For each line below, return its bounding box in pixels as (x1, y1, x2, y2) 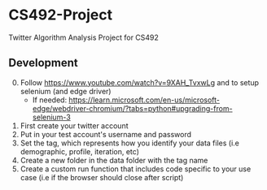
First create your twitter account (20, 120, 129, 131)
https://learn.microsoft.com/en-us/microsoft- (68, 95, 221, 105)
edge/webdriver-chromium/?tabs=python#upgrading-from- (32, 103, 234, 113)
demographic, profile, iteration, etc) (20, 146, 140, 156)
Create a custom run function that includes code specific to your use (20, 164, 252, 174)
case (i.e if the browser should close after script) (20, 172, 184, 182)
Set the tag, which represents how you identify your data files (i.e (20, 138, 240, 148)
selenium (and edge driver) (20, 86, 112, 96)
